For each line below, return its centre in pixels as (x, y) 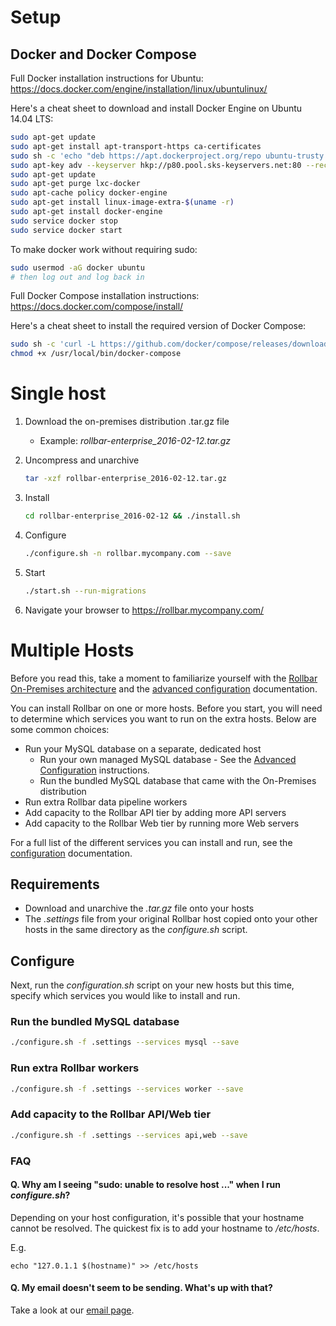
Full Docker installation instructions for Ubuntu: (107, 78)
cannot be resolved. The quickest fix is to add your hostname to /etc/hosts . (165, 1228)
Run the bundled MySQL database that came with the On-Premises (178, 780)
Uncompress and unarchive (82, 460)
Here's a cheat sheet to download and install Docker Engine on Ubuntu (156, 108)
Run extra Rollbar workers (75, 1068)
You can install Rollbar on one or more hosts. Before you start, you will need (166, 708)
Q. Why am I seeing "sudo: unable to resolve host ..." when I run (146, 1185)
